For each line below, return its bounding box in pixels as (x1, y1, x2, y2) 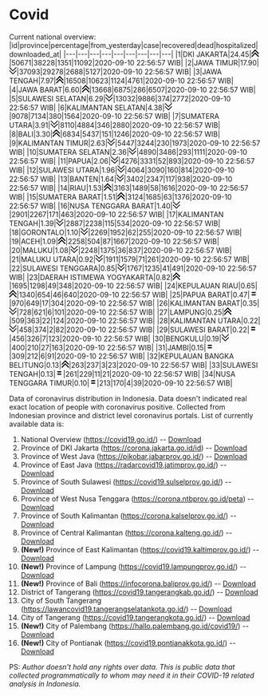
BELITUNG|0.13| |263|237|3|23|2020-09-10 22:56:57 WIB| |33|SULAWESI (9, 360, 258, 370)
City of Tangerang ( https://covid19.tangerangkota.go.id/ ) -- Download (20, 612, 250, 622)
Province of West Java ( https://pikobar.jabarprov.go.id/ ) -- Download (20, 451, 248, 461)
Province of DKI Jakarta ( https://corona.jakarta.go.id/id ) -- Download (20, 443, 248, 453)
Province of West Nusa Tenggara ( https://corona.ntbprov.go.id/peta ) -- (20, 493, 254, 504)
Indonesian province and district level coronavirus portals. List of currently (9, 410, 254, 420)
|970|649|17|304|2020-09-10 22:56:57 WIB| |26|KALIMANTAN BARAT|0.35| (9, 298, 260, 308)
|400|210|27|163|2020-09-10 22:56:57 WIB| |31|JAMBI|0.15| (9, 342, 207, 352)
